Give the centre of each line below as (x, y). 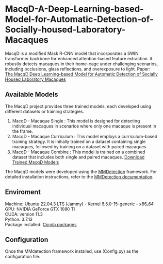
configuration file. (23, 257)
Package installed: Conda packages (41, 224)
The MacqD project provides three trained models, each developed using (78, 106)
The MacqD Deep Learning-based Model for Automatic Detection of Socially (81, 74)
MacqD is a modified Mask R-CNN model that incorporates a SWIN (72, 53)
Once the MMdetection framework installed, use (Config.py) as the (72, 251)
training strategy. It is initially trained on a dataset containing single (79, 141)
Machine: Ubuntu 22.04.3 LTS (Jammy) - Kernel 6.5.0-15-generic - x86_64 (80, 204)
